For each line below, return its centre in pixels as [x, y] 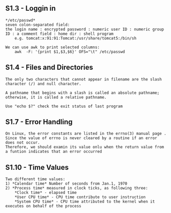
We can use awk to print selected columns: [53, 47]
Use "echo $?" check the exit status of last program [64, 106]
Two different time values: [35, 179]
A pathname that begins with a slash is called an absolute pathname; [82, 93]
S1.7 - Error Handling [39, 122]
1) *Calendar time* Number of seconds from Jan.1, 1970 [66, 184]
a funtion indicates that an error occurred [54, 152]
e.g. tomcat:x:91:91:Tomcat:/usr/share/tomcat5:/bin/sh [76, 38]
